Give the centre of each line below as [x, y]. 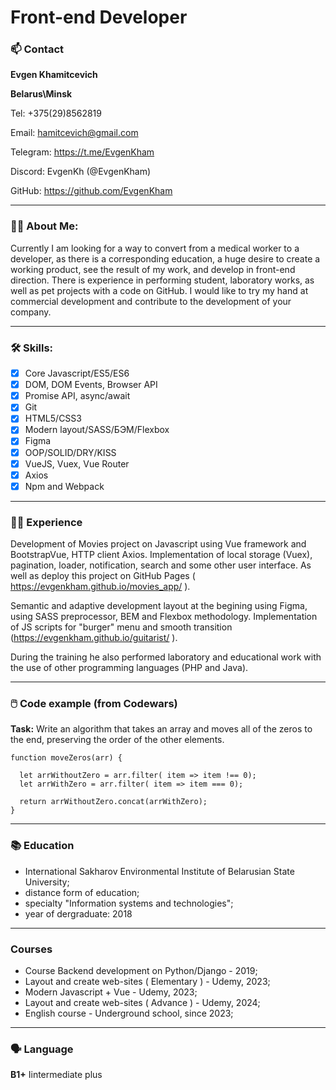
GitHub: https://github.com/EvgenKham [91, 191]
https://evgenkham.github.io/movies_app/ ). [100, 587]
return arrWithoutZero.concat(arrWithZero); [113, 802]
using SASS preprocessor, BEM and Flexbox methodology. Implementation [164, 617]
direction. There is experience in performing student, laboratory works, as [162, 280]
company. [31, 312]
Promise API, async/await [77, 396]
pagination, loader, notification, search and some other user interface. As [161, 565]
